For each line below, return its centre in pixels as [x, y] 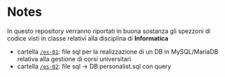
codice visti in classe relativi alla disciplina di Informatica [88, 38]
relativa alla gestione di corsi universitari [74, 58]
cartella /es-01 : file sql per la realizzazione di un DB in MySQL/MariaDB [117, 52]
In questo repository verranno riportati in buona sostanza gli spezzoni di [109, 31]
